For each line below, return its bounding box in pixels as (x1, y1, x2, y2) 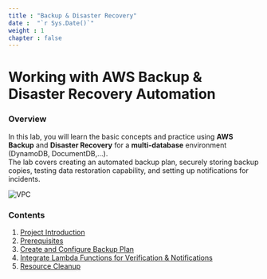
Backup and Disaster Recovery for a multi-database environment (8, 140, 227, 150)
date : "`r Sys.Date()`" (8, 19, 94, 27)
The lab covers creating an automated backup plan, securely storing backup (8, 157, 259, 167)
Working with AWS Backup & (8, 69, 202, 86)
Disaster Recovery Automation (8, 85, 217, 104)
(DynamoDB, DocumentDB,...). (8, 148, 108, 158)
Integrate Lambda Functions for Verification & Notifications (19, 253, 213, 263)
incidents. (8, 174, 41, 183)
